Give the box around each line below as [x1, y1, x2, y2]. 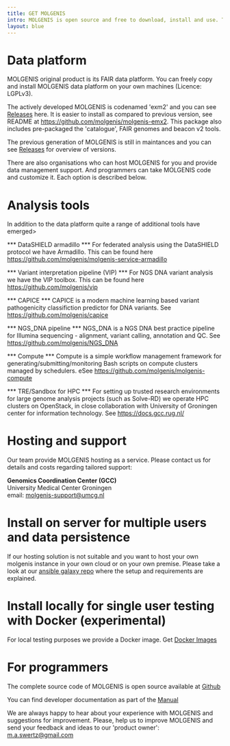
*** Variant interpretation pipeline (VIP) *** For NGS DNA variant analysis [7, 268, 214, 277]
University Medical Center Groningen [7, 484, 112, 492]
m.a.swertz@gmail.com [7, 731, 74, 738]
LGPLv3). [7, 90, 33, 98]
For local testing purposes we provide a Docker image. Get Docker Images [7, 636, 217, 644]
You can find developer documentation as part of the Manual [7, 696, 179, 703]
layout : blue [7, 23, 44, 30]
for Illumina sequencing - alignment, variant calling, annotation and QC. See [7, 331, 220, 340]
